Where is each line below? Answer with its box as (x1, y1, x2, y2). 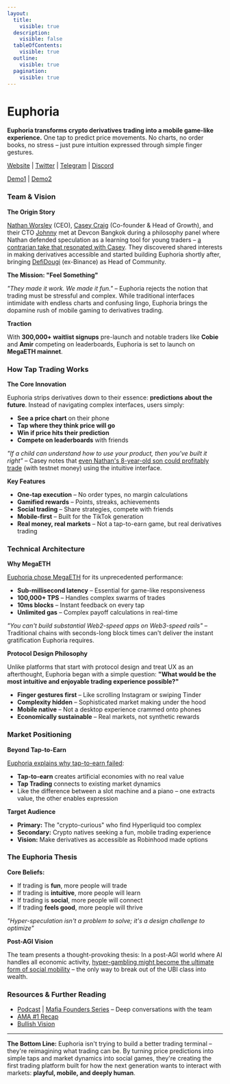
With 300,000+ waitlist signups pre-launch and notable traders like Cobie (7, 333, 219, 341)
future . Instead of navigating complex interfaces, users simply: (7, 400, 185, 409)
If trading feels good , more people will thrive (16, 903, 143, 911)
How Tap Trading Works (7, 364, 89, 374)
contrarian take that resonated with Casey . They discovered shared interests (7, 243, 222, 251)
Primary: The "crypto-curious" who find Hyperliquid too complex (16, 821, 202, 829)
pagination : (13, 67, 48, 74)
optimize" (7, 924, 34, 932)
